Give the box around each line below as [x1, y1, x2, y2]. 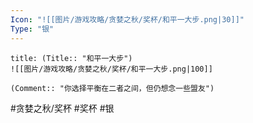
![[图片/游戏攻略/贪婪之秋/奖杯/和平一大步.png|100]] [10, 64, 213, 74]
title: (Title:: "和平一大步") [10, 53, 133, 63]
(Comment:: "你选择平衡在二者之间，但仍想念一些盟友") [10, 83, 215, 93]
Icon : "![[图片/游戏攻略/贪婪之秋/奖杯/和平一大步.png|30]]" [10, 14, 245, 25]
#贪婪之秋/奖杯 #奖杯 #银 [10, 102, 115, 114]
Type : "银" [10, 24, 55, 34]
